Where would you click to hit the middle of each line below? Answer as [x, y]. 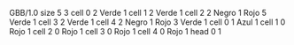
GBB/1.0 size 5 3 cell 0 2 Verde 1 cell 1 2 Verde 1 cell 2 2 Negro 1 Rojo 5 [138, 13]
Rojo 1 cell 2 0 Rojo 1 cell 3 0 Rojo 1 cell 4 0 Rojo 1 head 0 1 [115, 31]
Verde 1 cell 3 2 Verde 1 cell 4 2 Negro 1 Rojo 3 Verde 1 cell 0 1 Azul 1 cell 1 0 [147, 22]
